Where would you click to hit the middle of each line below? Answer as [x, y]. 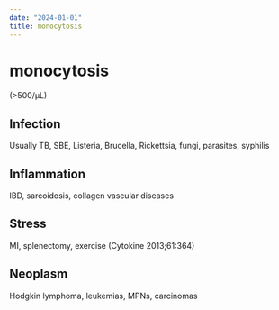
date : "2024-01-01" [46, 18]
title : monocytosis [46, 26]
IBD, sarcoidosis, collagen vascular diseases [91, 196]
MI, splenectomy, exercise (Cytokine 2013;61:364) [102, 245]
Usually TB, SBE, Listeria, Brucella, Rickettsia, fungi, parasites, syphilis [139, 146]
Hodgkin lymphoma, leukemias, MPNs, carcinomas [103, 296]
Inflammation [48, 173]
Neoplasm [39, 274]
